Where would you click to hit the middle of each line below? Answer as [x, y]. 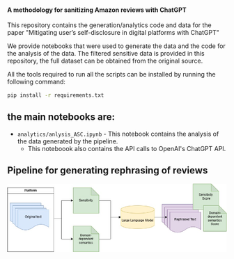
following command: [37, 82]
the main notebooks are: [61, 117]
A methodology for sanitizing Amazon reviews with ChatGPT [97, 10]
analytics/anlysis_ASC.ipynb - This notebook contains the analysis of [118, 134]
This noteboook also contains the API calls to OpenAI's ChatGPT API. [127, 148]
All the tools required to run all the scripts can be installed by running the [111, 74]
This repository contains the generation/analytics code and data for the [110, 25]
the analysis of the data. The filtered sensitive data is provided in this [106, 54]
